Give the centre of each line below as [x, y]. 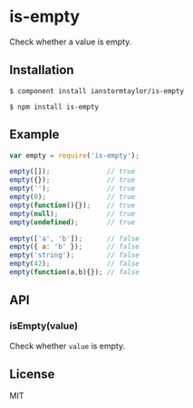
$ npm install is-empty [54, 107]
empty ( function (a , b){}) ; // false [75, 272]
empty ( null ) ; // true [72, 213]
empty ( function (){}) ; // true [72, 205]
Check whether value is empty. [68, 346]
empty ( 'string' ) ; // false [75, 255]
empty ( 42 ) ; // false [75, 264]
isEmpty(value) [44, 326]
